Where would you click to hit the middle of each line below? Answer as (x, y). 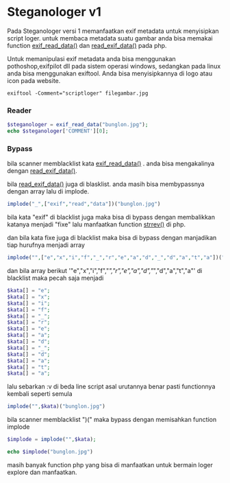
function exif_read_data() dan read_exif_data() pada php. (87, 45)
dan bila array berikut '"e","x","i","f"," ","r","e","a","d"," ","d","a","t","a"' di (105, 271)
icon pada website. (34, 80)
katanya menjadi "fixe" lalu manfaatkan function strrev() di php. (97, 224)
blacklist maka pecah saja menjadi (55, 278)
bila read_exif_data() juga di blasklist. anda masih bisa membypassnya (106, 184)
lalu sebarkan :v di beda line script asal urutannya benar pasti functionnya (111, 387)
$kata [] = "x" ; (29, 297)
